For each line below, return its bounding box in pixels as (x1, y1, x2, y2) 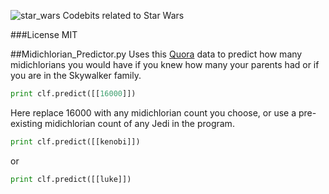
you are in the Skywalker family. (10, 70, 142, 81)
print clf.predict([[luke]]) (10, 174, 132, 184)
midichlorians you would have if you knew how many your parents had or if (10, 59, 320, 70)
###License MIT (10, 29, 78, 40)
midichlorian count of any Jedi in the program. (44, 117, 235, 129)
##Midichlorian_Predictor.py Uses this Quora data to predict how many (10, 48, 303, 60)
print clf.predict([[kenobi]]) (10, 136, 141, 147)
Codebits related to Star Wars (62, 10, 185, 21)
